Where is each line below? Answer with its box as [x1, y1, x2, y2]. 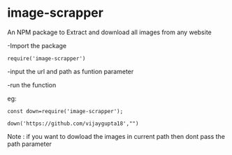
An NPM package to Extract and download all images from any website [7, 28, 212, 36]
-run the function [7, 80, 57, 89]
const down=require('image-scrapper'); [7, 108, 124, 115]
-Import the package [7, 41, 67, 50]
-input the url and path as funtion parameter [7, 67, 134, 75]
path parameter [7, 140, 52, 148]
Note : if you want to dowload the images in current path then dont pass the [7, 132, 226, 140]
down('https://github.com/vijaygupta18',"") [7, 120, 139, 127]
